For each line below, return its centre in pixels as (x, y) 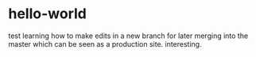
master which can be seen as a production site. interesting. (105, 44)
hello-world (48, 14)
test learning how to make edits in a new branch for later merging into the (128, 36)
